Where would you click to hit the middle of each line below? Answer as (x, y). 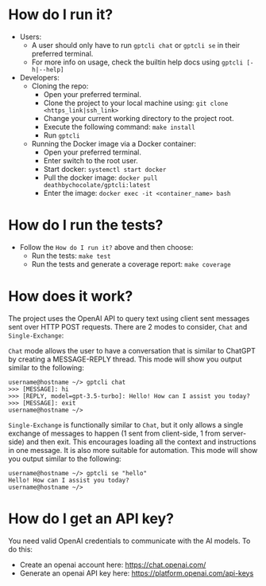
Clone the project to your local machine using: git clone (136, 103)
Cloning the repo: (60, 86)
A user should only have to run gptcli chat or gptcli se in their (136, 45)
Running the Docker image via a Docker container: (114, 143)
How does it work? (71, 297)
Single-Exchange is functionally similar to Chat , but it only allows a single (126, 424)
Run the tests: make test (71, 256)
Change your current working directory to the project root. (139, 118)
